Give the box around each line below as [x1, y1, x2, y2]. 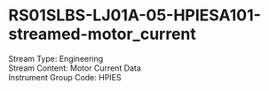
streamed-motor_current [8, 24, 197, 44]
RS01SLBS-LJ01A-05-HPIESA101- [8, 5, 261, 26]
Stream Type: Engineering [8, 53, 104, 64]
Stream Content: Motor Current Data [8, 63, 141, 73]
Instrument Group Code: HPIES [8, 72, 122, 82]
